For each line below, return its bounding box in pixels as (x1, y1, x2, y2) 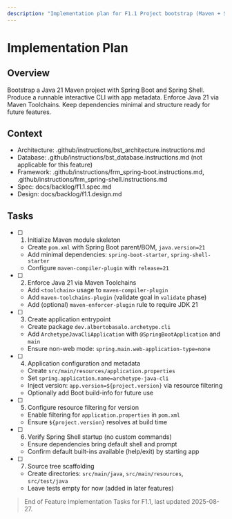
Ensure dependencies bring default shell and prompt (27, 440, 177, 449)
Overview (7, 67, 50, 79)
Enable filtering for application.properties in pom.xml (27, 411, 181, 419)
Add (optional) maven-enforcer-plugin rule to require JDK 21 (27, 301, 198, 309)
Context (7, 128, 43, 140)
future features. (7, 108, 52, 116)
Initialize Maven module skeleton (27, 236, 121, 244)
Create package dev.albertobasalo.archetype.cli (27, 323, 171, 331)
